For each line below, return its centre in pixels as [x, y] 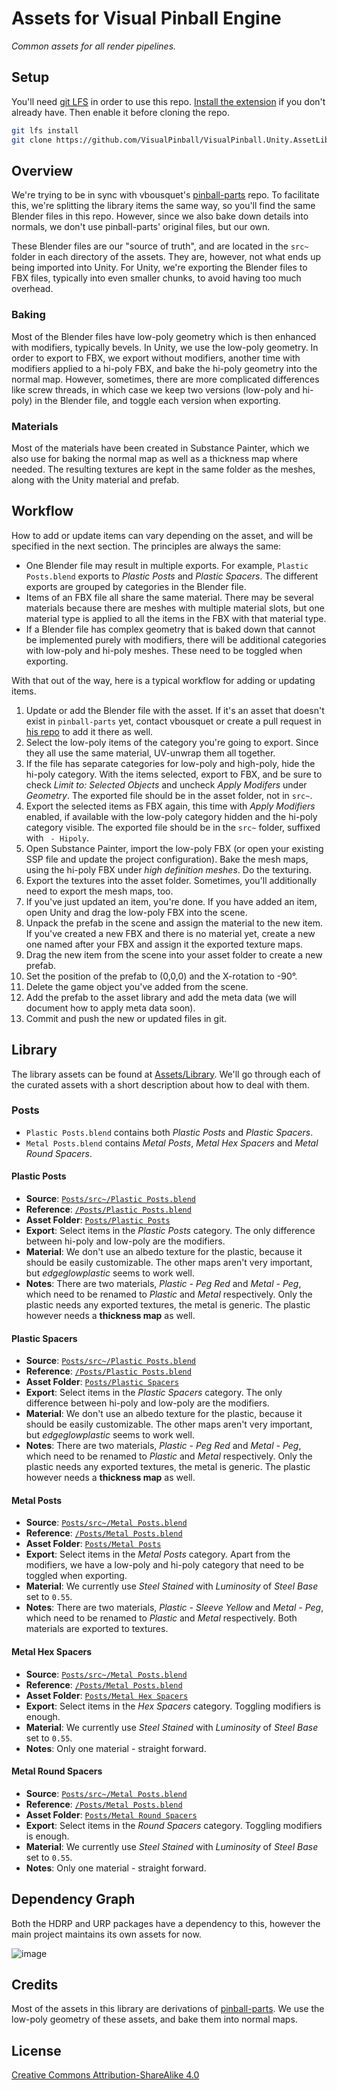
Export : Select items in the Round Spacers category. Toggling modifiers [174, 1825]
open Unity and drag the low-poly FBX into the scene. [136, 912]
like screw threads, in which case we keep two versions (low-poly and [156, 389]
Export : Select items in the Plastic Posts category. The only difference [170, 1231]
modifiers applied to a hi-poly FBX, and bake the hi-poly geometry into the [164, 368]
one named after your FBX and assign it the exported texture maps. [164, 944]
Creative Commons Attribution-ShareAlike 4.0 [105, 2075]
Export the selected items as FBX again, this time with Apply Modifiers [170, 806]
